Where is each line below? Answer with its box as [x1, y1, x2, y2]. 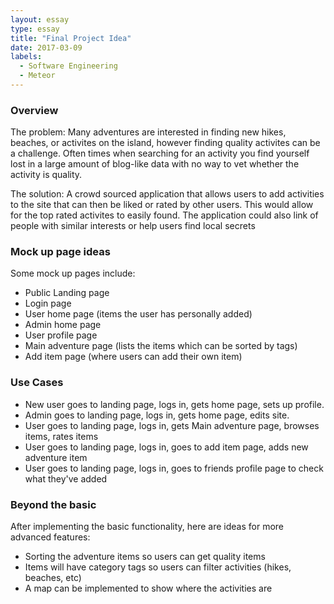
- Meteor [19, 71, 56, 81]
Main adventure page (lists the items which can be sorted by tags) [24, 340, 298, 352]
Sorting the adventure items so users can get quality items [24, 551, 266, 563]
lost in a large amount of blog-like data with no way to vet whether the [10, 158, 300, 170]
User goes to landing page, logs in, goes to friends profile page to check [24, 462, 324, 474]
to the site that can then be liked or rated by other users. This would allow [10, 199, 314, 211]
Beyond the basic [10, 497, 97, 511]
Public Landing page [24, 287, 110, 299]
